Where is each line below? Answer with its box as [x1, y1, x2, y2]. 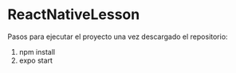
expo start [18, 56, 53, 65]
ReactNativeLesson [7, 6, 140, 24]
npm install [18, 47, 56, 56]
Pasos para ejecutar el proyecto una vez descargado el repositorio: [7, 32, 228, 41]
